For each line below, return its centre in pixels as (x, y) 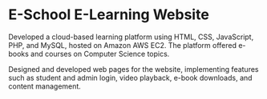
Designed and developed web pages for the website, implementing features (133, 69)
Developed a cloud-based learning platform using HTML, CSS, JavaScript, (131, 37)
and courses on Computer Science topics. (100, 53)
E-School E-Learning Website (109, 15)
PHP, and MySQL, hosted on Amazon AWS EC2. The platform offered (122, 45)
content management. (45, 86)
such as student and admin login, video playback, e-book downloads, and (130, 77)
